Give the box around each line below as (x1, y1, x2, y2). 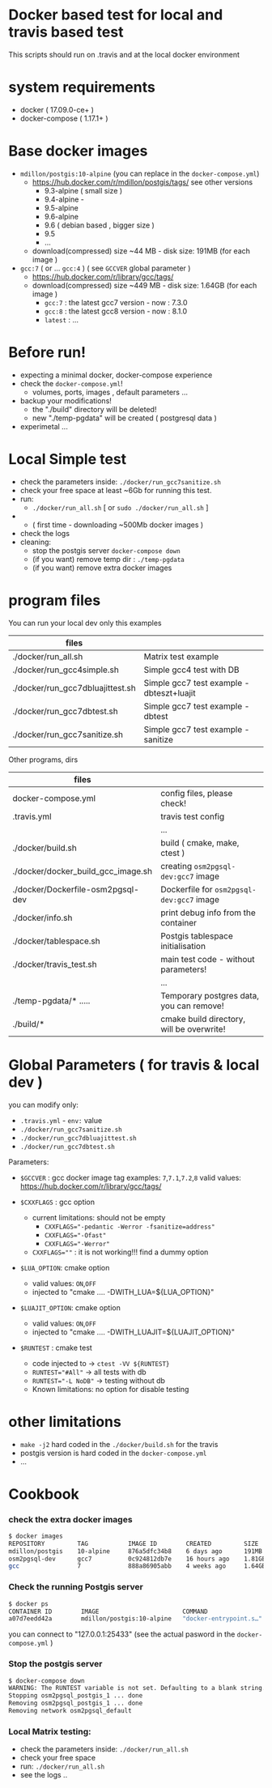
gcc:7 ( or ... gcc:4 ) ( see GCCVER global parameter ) (19, 263, 191, 273)
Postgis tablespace (160, 930, 233, 941)
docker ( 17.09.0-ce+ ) (19, 104, 95, 114)
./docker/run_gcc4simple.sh (12, 664, 119, 675)
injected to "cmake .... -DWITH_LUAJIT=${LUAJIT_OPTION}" (32, 1326, 236, 1337)
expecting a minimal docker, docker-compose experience (19, 370, 213, 380)
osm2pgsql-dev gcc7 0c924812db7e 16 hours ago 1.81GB (8, 1555, 266, 1563)
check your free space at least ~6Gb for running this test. (19, 485, 212, 495)
